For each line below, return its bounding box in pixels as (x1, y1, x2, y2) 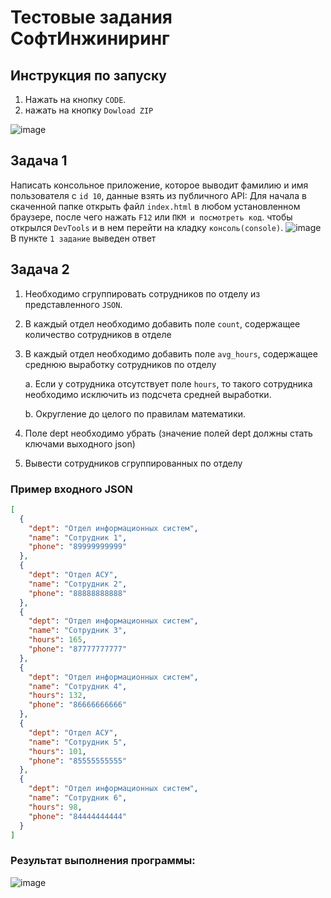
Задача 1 (10, 152, 68, 170)
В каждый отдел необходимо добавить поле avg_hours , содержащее (24, 347, 318, 360)
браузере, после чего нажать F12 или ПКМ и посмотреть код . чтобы (10, 211, 293, 223)
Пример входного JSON (10, 482, 133, 496)
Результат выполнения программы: (10, 854, 196, 868)
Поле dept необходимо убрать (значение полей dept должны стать (24, 427, 313, 439)
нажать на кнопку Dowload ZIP (24, 104, 154, 116)
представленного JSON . (24, 298, 123, 310)
